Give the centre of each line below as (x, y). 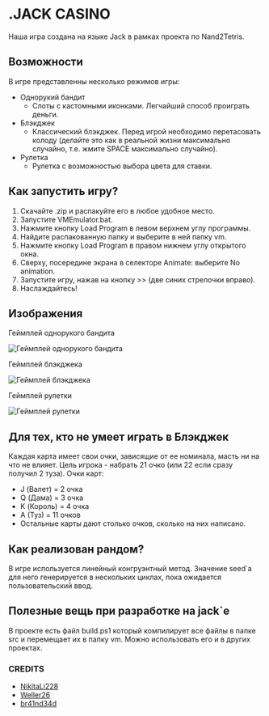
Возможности (46, 62)
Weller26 (35, 695)
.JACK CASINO (59, 14)
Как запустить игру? (63, 191)
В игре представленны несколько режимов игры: (94, 81)
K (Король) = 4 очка (55, 506)
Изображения (46, 314)
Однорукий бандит (53, 97)
